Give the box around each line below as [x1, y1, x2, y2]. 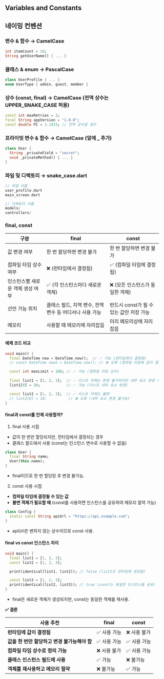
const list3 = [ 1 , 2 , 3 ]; [9, 578, 62, 583]
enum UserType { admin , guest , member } [5, 82, 89, 87]
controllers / [5, 210, 32, 215]
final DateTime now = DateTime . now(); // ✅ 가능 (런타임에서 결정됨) [9, 356, 147, 361]
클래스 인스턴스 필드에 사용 [7, 657, 66, 663]
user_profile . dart [5, 188, 42, 193]
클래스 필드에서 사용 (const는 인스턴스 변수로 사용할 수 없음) [12, 440, 127, 446]
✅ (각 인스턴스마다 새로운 [46, 282, 102, 288]
